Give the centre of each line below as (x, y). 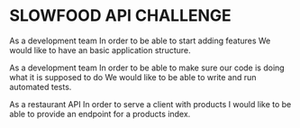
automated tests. (41, 87)
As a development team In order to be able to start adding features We (140, 41)
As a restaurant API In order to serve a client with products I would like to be (150, 104)
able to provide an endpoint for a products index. (100, 114)
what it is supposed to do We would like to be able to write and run (133, 77)
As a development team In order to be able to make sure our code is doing (147, 68)
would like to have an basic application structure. (100, 50)
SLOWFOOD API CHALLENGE (120, 16)
